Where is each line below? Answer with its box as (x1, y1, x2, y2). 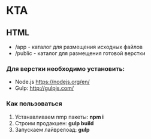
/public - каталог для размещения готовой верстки (14, 50, 146, 57)
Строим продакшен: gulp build (14, 119, 94, 126)
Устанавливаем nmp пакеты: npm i (14, 113, 104, 120)
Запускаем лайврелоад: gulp (14, 126, 90, 133)
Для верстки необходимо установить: (6, 64, 125, 72)
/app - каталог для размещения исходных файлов (14, 43, 143, 50)
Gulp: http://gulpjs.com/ (14, 84, 74, 92)
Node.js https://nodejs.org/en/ (14, 78, 90, 86)
